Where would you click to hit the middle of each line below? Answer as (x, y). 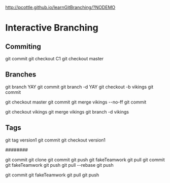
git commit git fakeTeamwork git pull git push (52, 175)
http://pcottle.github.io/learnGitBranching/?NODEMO (60, 7)
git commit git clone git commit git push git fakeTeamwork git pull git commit (85, 160)
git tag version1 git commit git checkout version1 (55, 140)
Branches (21, 75)
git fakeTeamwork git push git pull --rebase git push (59, 165)
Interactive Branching (52, 28)
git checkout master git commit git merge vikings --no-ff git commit (76, 102)
